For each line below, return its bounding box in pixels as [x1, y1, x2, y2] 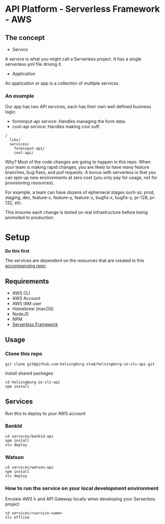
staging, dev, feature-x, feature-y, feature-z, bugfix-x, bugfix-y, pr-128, [5, 195, 149, 201]
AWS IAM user [12, 301, 42, 307]
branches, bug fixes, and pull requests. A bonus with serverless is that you [5, 170, 156, 175]
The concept [5, 33, 45, 42]
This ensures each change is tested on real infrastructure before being [5, 209, 148, 215]
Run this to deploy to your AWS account [5, 410, 86, 416]
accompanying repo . [5, 263, 47, 269]
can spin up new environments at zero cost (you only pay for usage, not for [5, 175, 158, 180]
